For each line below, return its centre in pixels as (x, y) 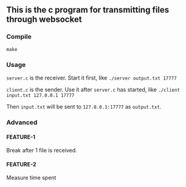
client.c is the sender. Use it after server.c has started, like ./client (93, 89)
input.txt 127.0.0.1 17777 (40, 95)
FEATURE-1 (21, 137)
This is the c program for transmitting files (88, 10)
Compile (19, 37)
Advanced (22, 122)
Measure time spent (31, 178)
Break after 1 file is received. (42, 151)
